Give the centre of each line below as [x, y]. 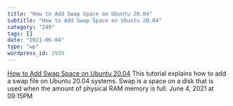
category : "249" [31, 27]
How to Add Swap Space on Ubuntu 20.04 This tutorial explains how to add [117, 73]
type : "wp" [23, 47]
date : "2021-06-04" [36, 40]
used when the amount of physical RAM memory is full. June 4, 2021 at [111, 88]
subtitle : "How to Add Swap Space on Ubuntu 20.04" [84, 20]
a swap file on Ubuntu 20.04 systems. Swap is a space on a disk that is [111, 81]
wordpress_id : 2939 [36, 54]
